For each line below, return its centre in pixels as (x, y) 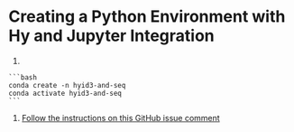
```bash (23, 77)
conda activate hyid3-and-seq (65, 93)
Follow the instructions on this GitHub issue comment (120, 118)
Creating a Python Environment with (147, 17)
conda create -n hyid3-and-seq (67, 85)
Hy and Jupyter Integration (111, 36)
